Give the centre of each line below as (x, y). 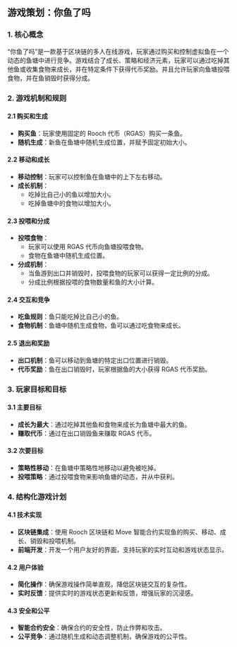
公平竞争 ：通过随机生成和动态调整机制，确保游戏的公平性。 (104, 636)
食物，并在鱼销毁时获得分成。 (50, 78)
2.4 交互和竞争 (29, 299)
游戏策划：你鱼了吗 (49, 13)
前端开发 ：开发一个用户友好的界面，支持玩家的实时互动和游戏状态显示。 (122, 550)
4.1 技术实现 (25, 515)
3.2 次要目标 (25, 451)
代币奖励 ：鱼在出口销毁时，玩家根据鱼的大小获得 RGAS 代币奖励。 (114, 369)
